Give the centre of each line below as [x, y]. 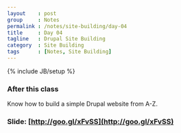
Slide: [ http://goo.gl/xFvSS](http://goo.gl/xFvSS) [90, 122]
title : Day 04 [35, 33]
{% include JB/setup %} [41, 71]
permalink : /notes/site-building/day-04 [67, 26]
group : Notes [33, 20]
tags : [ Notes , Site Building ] [59, 52]
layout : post [32, 13]
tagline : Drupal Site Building [57, 39]
